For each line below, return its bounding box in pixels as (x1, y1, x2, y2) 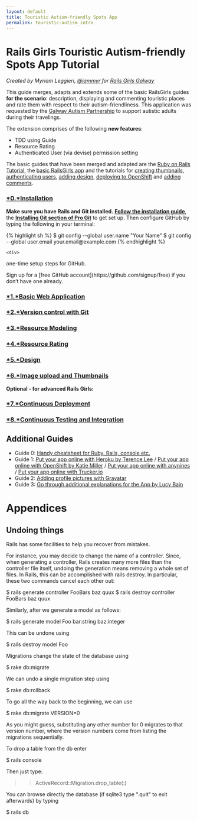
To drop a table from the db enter (6, 745, 87, 752)
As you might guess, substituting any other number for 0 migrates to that (6, 721, 183, 728)
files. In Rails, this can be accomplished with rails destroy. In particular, (6, 571, 178, 578)
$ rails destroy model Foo (6, 641, 68, 648)
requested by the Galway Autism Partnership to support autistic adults (6, 108, 177, 115)
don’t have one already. (6, 277, 64, 284)
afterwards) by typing (6, 797, 59, 804)
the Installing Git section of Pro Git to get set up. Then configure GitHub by (6, 214, 190, 221)
